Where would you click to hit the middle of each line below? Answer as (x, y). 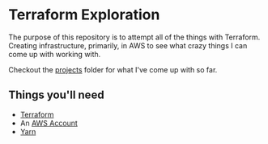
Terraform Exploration (84, 15)
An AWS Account (49, 123)
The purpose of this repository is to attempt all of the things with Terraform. (134, 37)
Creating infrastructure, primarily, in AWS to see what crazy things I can (128, 45)
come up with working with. (55, 54)
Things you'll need (56, 95)
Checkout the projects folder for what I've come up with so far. (113, 69)
